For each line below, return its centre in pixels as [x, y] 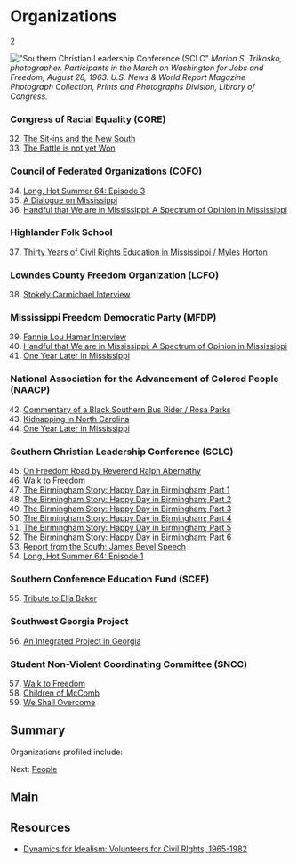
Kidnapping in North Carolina [76, 419]
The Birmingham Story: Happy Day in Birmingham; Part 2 [127, 500]
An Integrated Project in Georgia [82, 641]
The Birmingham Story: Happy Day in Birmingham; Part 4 [127, 518]
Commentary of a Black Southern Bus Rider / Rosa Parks [127, 409]
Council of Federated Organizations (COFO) [106, 171]
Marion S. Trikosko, [247, 58]
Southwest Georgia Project [69, 622]
